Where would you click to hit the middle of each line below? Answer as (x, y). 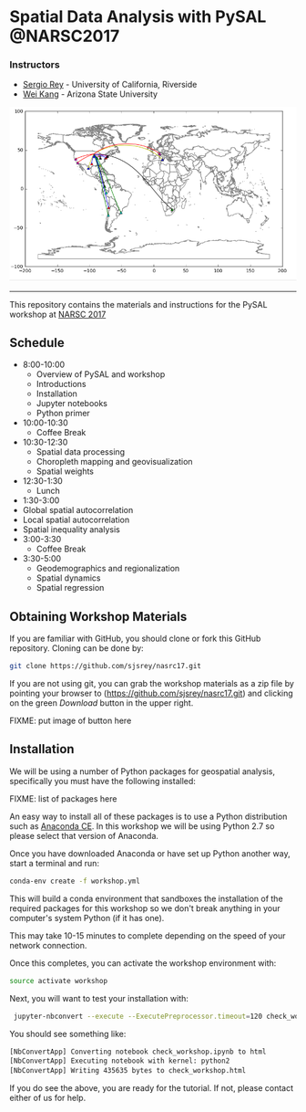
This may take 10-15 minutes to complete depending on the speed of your (148, 935)
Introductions (61, 384)
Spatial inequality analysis (71, 530)
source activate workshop (58, 981)
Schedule (37, 343)
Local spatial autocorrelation (76, 520)
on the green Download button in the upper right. (102, 703)
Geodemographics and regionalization (108, 569)
